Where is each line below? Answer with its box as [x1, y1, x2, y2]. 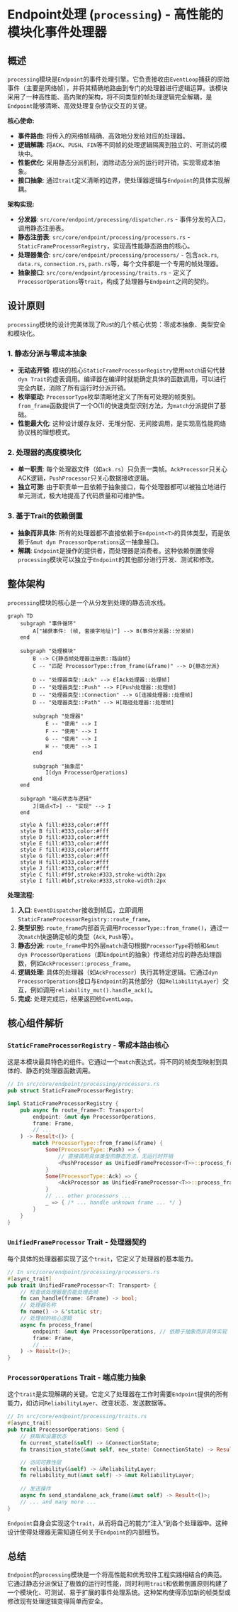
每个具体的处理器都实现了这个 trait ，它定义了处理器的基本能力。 [7, 1254, 197, 1263]
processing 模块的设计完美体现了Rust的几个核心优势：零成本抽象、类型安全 [7, 320, 226, 329]
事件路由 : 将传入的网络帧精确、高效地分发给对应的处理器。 [17, 132, 189, 140]
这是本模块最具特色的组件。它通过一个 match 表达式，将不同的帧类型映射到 [7, 1058, 222, 1066]
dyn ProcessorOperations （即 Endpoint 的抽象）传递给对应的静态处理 [17, 950, 216, 958]
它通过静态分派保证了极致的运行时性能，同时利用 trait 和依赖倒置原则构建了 [7, 1579, 228, 1588]
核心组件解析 [7, 1016, 64, 1029]
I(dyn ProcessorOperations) [45, 769, 129, 776]
